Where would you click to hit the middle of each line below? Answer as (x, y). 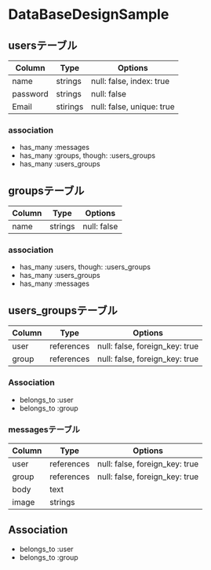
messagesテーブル (44, 429)
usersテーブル (43, 45)
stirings (70, 106)
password (30, 94)
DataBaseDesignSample (89, 15)
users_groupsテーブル (63, 311)
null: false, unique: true (133, 106)
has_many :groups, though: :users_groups (87, 155)
